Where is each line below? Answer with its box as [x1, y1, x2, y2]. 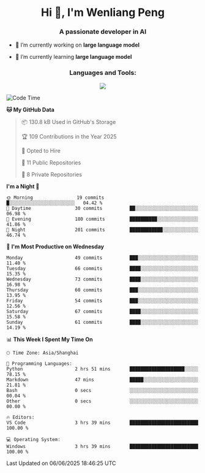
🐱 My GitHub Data [6, 106, 55, 113]
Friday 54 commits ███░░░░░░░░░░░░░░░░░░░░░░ [6, 298, 199, 304]
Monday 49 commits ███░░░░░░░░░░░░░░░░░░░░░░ [6, 255, 199, 261]
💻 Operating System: [6, 436, 61, 442]
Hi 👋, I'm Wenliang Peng [40, 6, 165, 20]
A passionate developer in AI [59, 28, 147, 36]
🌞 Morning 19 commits [6, 194, 105, 201]
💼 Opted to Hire [21, 147, 61, 154]
